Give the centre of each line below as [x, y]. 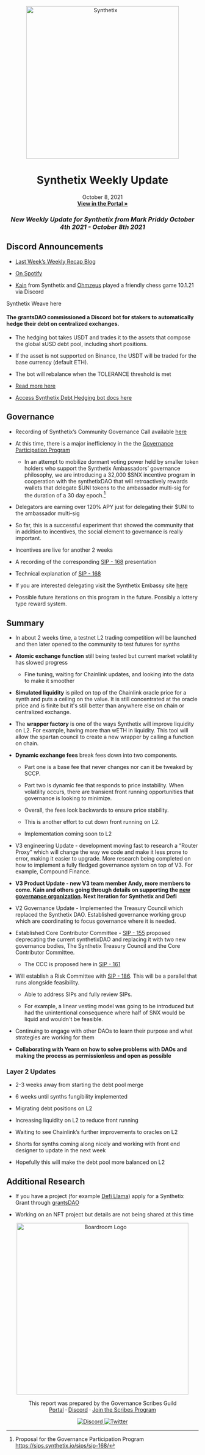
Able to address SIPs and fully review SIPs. [78, 994]
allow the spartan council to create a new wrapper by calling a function [104, 737]
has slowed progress [41, 663]
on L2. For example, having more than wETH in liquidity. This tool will [102, 731]
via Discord [29, 291]
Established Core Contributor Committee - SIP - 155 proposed [93, 933]
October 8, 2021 [103, 197]
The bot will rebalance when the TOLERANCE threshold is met [93, 374]
